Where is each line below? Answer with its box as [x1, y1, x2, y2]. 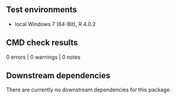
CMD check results [6, 38, 78, 48]
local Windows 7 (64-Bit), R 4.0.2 [14, 20, 96, 27]
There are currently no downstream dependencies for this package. [6, 86, 172, 94]
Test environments [6, 5, 77, 15]
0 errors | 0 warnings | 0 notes [6, 53, 81, 60]
